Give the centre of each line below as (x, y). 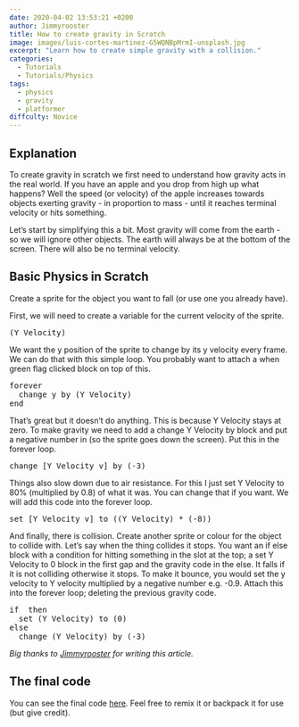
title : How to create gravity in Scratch (87, 34)
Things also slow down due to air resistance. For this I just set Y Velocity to (147, 483)
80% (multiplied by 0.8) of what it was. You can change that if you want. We (149, 492)
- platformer (42, 109)
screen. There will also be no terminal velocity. (95, 248)
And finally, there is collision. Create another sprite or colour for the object (145, 535)
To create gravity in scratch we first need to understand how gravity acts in (147, 174)
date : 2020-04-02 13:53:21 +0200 (71, 17)
